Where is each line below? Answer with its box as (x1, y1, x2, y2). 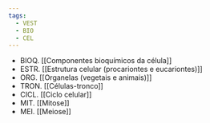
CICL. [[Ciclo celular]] (19, 89, 92, 100)
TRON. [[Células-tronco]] (19, 81, 104, 91)
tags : (8, 11, 26, 20)
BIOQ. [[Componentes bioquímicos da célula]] (19, 56, 172, 65)
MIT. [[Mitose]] (19, 98, 70, 108)
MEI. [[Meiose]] (19, 107, 72, 117)
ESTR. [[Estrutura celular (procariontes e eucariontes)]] (19, 65, 203, 74)
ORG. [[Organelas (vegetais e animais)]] (19, 73, 152, 82)
